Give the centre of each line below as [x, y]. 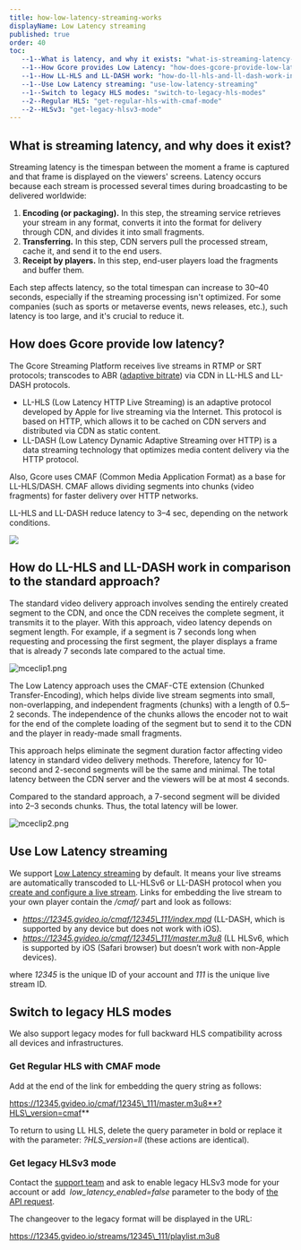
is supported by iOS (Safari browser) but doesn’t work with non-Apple [151, 947]
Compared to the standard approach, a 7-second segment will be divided [145, 796]
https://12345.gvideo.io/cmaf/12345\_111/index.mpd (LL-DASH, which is [153, 918]
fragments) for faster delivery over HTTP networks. [104, 496]
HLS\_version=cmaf [46, 1113]
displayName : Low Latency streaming [77, 26]
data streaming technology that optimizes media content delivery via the [155, 450]
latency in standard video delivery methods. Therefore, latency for [131, 760]
